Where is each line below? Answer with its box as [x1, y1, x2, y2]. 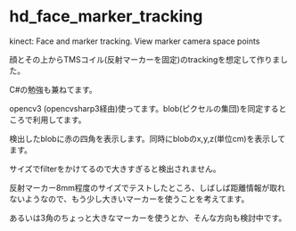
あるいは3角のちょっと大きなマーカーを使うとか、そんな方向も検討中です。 [9, 212, 287, 223]
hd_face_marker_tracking [9, 6, 203, 27]
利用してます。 [32, 114, 86, 125]
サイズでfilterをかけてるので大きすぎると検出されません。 [9, 163, 221, 174]
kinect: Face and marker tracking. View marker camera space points [9, 36, 260, 46]
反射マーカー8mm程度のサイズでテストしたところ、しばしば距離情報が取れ [9, 182, 285, 193]
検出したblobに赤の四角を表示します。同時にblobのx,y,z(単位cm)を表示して [9, 133, 286, 144]
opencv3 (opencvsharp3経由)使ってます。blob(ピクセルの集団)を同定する [9, 103, 279, 113]
